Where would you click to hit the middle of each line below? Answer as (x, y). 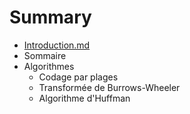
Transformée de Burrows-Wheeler (109, 87)
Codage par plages (78, 77)
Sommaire (45, 55)
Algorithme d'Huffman (84, 98)
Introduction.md (57, 45)
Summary (50, 17)
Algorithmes (49, 66)
